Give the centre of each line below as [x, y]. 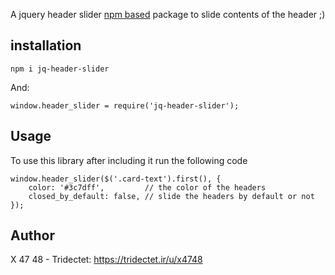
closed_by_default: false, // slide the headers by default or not [171, 196]
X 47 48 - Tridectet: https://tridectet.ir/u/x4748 [106, 260]
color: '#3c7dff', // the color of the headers [147, 187]
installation [46, 45]
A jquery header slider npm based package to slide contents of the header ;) [168, 14]
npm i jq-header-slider [60, 69]
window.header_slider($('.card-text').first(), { [116, 179]
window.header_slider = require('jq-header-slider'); [125, 105]
